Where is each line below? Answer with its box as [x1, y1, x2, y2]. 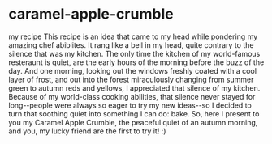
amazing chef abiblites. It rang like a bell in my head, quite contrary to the [8, 40, 254, 49]
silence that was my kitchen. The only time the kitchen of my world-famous [8, 49, 261, 58]
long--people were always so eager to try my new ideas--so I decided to [8, 100, 252, 110]
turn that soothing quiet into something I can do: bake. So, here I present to [8, 108, 260, 118]
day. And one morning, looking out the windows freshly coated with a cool [8, 66, 257, 75]
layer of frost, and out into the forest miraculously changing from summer [8, 74, 254, 84]
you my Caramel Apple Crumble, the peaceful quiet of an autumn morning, [8, 117, 258, 127]
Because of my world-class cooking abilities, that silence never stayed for [8, 91, 256, 101]
